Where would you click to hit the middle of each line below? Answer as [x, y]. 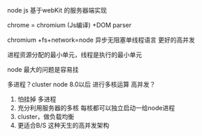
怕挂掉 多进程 [37, 99]
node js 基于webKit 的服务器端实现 [57, 10]
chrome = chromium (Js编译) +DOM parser [69, 25]
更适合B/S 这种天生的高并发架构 [63, 125]
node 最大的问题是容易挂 [43, 69]
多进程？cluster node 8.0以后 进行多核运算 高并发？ [81, 84]
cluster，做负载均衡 [46, 116]
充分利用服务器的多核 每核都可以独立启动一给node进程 [96, 108]
